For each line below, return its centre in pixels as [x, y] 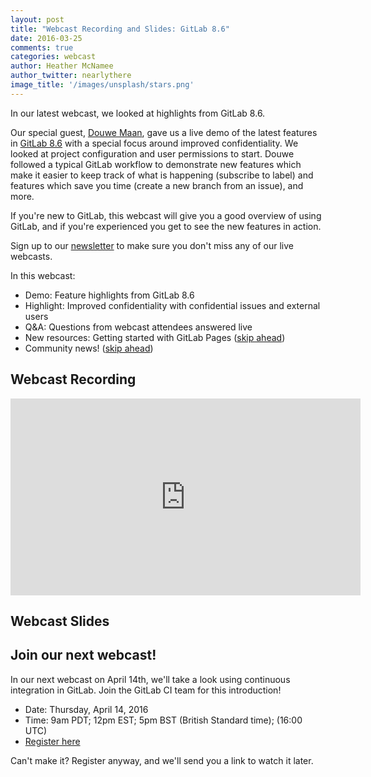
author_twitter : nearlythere [71, 76]
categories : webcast [53, 57]
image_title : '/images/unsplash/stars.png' [102, 85]
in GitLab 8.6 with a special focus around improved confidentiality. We [154, 143]
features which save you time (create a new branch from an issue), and [157, 185]
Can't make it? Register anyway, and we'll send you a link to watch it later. [162, 760]
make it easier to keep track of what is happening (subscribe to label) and [162, 175]
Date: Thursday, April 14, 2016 [86, 709]
